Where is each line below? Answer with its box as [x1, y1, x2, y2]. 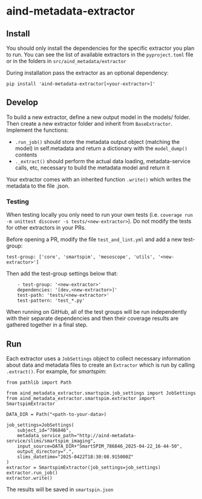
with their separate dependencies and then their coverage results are [6, 314, 179, 322]
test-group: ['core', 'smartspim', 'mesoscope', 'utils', [6, 254, 155, 260]
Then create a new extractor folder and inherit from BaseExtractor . [6, 120, 172, 127]
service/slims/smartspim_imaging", [6, 438, 96, 444]
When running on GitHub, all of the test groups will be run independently [6, 308, 187, 316]
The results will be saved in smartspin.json [6, 486, 114, 493]
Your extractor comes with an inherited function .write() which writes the [6, 175, 191, 183]
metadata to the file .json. [6, 182, 70, 189]
